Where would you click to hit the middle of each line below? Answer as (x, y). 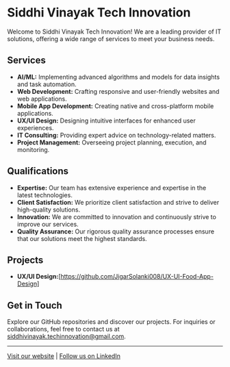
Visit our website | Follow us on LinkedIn (64, 356)
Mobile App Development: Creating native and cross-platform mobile (115, 106)
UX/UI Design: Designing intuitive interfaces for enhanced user (106, 121)
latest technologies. (45, 195)
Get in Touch (35, 305)
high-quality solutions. (49, 210)
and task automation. (47, 84)
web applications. (42, 99)
